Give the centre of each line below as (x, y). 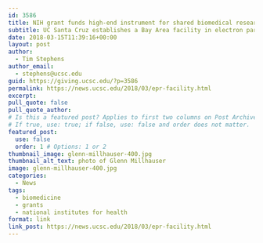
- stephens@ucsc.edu (49, 74)
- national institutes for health (71, 212)
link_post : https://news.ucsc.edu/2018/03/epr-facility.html (110, 227)
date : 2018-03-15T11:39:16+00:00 (63, 37)
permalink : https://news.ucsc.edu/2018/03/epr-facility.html (110, 88)
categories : (27, 176)
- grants (29, 205)
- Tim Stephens (40, 60)
